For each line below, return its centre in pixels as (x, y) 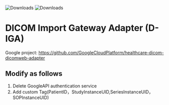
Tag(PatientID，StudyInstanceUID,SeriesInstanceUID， (96, 92)
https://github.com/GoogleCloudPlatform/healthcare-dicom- (101, 52)
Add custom (25, 92)
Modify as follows (34, 74)
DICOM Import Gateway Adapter (74, 28)
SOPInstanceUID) (31, 97)
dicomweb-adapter (25, 58)
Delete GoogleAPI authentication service (54, 86)
